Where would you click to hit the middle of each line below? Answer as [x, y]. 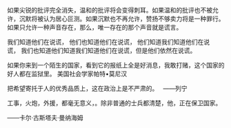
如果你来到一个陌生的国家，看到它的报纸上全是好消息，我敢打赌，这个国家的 [116, 65]
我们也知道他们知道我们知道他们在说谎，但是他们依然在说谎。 [108, 51]
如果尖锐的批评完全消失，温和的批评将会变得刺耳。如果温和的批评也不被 [110, 10]
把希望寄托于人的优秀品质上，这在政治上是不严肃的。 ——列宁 [97, 88]
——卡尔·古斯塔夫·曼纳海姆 [46, 118]
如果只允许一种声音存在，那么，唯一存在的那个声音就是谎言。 [95, 27]
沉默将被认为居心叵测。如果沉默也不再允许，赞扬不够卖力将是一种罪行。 [122, 19]
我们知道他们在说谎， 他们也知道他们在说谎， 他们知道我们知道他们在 [106, 42]
